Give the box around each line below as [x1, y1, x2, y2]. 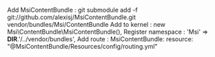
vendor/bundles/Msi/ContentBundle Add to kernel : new [7, 21, 166, 28]
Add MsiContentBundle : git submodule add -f [7, 6, 138, 14]
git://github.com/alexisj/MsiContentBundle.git [7, 13, 136, 21]
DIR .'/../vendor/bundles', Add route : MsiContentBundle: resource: [7, 35, 194, 43]
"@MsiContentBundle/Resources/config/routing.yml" [7, 43, 158, 50]
